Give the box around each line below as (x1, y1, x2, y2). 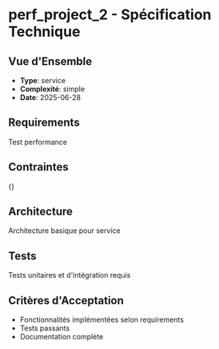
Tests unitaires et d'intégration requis (8, 271, 131, 280)
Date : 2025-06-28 (19, 93, 82, 102)
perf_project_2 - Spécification (8, 6, 212, 24)
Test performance (8, 137, 68, 146)
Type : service (19, 76, 66, 85)
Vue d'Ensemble (8, 54, 93, 68)
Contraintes (8, 160, 70, 174)
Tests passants (19, 323, 70, 333)
